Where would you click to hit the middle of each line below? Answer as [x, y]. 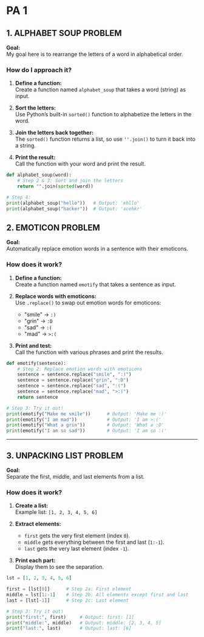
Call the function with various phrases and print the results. [89, 352]
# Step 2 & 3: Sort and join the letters [70, 181]
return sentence [38, 397]
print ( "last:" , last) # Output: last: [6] [69, 628]
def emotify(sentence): [36, 363]
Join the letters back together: [54, 133]
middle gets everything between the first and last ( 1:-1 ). [94, 542]
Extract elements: [38, 524]
